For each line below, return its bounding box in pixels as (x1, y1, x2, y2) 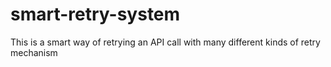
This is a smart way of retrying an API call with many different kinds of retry (10, 36, 321, 48)
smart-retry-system (10, 3, 181, 26)
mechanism (10, 46, 58, 58)
